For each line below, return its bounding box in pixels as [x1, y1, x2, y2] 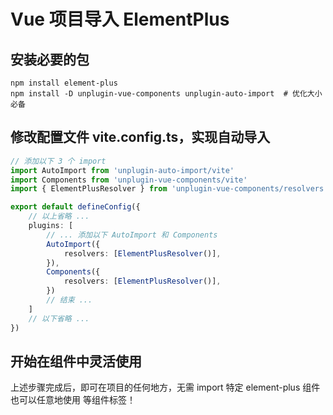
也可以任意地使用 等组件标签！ [10, 394, 136, 406]
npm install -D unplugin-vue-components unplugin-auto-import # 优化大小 [10, 89, 323, 99]
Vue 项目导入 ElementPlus [10, 8, 230, 31]
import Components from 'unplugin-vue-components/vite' [10, 175, 248, 185]
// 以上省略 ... [28, 211, 90, 222]
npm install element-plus [10, 78, 118, 88]
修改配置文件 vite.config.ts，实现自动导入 [10, 129, 271, 146]
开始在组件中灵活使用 [10, 353, 142, 370]
